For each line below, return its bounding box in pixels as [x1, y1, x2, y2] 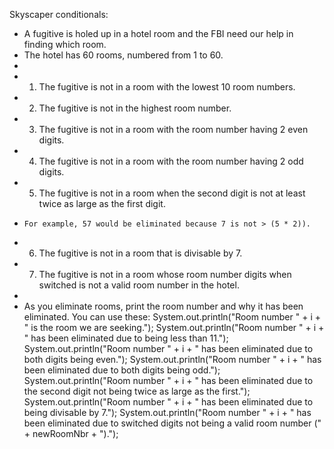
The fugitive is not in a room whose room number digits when [38, 269, 292, 280]
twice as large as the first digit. [38, 198, 166, 209]
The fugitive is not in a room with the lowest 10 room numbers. [38, 81, 296, 93]
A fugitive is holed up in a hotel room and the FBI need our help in [23, 28, 294, 39]
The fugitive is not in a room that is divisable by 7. [38, 247, 243, 259]
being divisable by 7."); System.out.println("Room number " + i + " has [23, 407, 312, 418]
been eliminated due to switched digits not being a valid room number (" [23, 417, 322, 429]
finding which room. [23, 39, 107, 50]
